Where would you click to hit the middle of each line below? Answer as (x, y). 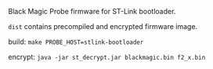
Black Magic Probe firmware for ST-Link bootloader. (92, 11)
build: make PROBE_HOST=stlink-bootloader (76, 42)
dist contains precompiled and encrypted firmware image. (103, 26)
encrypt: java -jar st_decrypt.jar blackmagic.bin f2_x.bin (107, 57)
